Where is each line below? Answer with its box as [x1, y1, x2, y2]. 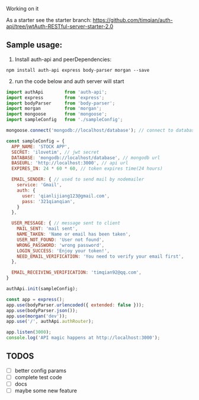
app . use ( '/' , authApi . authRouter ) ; [6, 319, 94, 325]
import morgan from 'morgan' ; [6, 106, 102, 112]
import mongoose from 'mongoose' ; [6, 111, 108, 118]
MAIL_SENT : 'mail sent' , [17, 226, 78, 232]
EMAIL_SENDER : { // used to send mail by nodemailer [11, 176, 145, 183]
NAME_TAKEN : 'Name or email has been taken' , [17, 231, 131, 237]
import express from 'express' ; [6, 94, 105, 100]
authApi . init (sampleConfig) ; [6, 286, 78, 292]
